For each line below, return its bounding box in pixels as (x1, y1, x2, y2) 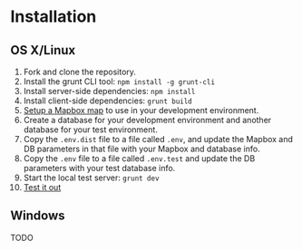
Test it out (23, 182, 62, 192)
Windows (10, 208, 65, 224)
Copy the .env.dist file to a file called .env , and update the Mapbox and (23, 134, 294, 144)
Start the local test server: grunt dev (23, 172, 160, 183)
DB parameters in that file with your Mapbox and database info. (23, 143, 261, 154)
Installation (10, 6, 97, 27)
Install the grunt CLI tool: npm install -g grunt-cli (23, 76, 216, 87)
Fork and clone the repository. (23, 66, 137, 77)
